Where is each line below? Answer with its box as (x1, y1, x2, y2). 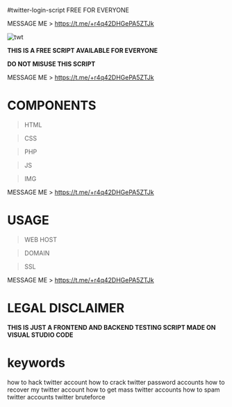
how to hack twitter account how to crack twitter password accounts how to (7, 378, 225, 386)
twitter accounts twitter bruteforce (7, 392, 106, 401)
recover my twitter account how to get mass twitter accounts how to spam (7, 385, 220, 394)
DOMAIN (24, 248, 50, 257)
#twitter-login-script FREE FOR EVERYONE (7, 6, 130, 14)
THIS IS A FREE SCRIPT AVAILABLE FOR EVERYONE (7, 47, 158, 54)
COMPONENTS (7, 97, 97, 113)
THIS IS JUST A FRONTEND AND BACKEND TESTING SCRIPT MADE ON (7, 323, 217, 331)
